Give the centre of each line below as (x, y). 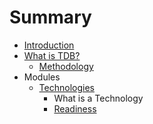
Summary (50, 17)
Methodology (66, 66)
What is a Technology (98, 98)
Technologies (66, 87)
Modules (42, 77)
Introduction (49, 45)
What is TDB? (52, 55)
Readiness (75, 108)
